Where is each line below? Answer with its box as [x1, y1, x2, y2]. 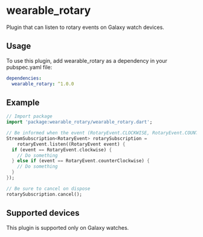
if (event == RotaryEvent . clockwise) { [11, 147, 112, 153]
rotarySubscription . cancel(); [6, 191, 83, 197]
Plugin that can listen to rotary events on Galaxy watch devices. [6, 24, 164, 31]
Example [6, 97, 40, 107]
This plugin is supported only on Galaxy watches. [6, 224, 129, 231]
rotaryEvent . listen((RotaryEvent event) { [17, 141, 126, 147]
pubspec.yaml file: [6, 63, 53, 71]
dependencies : [6, 75, 42, 81]
